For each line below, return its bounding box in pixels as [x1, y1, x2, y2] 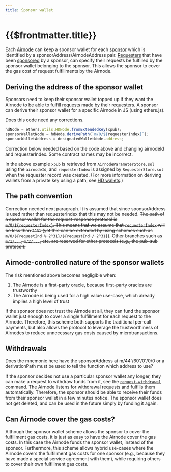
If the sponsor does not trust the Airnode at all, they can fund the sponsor [5, 308, 160, 314]
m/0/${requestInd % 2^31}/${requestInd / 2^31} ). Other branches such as [5, 233, 163, 239]
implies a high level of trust [12, 298, 70, 304]
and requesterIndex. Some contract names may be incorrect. [5, 151, 133, 157]
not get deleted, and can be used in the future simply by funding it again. [5, 400, 158, 406]
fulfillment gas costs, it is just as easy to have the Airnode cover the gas [5, 434, 156, 440]
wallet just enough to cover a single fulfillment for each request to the [5, 313, 151, 319]
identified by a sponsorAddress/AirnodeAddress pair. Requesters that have [5, 52, 162, 58]
